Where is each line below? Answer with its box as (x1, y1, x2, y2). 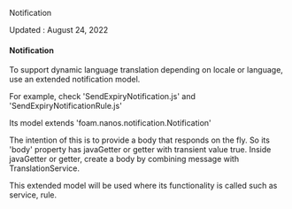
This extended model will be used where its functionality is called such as (9, 181, 278, 191)
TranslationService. (9, 163, 81, 174)
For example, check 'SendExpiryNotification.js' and (9, 91, 196, 102)
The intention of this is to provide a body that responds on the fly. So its (9, 135, 270, 145)
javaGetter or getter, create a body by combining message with (9, 154, 240, 165)
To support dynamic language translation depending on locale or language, (9, 65, 283, 75)
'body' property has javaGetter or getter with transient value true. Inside (9, 144, 272, 155)
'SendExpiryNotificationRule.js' (9, 101, 122, 112)
